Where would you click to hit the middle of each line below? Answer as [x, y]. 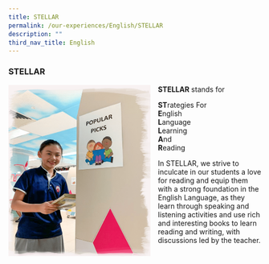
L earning [173, 130]
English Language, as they [201, 197]
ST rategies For [182, 105]
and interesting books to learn [207, 223]
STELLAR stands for [191, 89]
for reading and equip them [203, 180]
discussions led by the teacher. [209, 240]
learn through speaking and [204, 206]
